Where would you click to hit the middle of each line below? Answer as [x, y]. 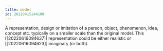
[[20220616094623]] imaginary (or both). [47, 43]
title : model [18, 9]
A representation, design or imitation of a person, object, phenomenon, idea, [82, 28]
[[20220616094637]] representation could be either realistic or [68, 38]
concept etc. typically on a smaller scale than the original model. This [75, 33]
